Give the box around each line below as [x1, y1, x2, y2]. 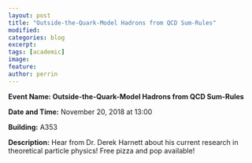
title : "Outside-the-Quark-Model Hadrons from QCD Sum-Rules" [8, 19, 217, 27]
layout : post [8, 11, 51, 20]
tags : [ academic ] [8, 48, 65, 56]
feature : [8, 63, 37, 71]
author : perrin [8, 70, 58, 78]
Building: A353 [8, 122, 57, 132]
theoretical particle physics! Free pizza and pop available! [8, 146, 195, 155]
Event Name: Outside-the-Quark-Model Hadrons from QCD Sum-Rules [8, 91, 244, 101]
